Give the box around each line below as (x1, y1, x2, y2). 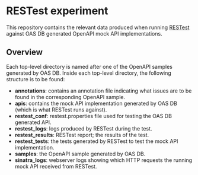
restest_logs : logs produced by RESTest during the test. (14, 125, 152, 132)
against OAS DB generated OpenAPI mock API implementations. (6, 30, 162, 37)
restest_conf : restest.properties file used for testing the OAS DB (14, 112, 172, 119)
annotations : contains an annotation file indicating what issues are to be (14, 87, 192, 94)
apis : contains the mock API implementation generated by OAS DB (14, 100, 178, 107)
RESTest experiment (6, 4, 108, 18)
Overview (6, 47, 43, 58)
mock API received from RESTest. (14, 163, 97, 170)
